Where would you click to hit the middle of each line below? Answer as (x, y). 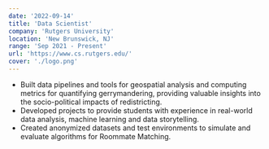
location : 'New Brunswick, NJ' (61, 39)
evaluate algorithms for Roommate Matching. (95, 136)
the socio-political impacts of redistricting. (91, 102)
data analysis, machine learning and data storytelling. (109, 119)
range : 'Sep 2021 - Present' (58, 46)
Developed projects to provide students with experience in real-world (137, 110)
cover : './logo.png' (43, 62)
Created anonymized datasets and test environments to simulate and (135, 128)
